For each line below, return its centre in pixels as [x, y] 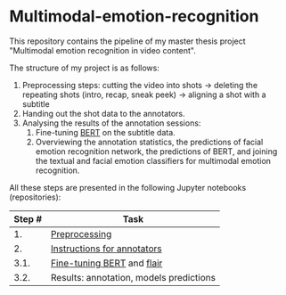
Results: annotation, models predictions [133, 277]
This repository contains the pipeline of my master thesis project [128, 41]
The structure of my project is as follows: [85, 68]
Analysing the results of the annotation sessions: [111, 123]
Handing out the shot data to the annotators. [103, 113]
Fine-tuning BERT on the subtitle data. [105, 132]
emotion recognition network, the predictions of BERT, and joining [156, 151]
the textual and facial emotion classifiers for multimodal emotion [153, 160]
